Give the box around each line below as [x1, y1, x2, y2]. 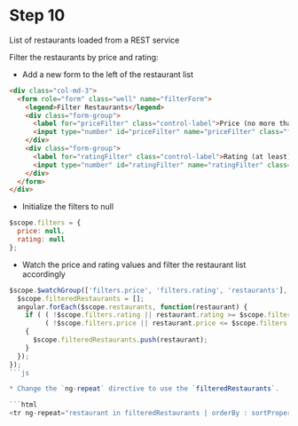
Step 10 [9, 5, 66, 26]
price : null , [17, 227, 66, 236]
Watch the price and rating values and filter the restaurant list [21, 259, 247, 270]
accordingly [21, 268, 67, 280]
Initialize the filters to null [21, 201, 114, 212]
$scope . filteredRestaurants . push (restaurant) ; [32, 335, 208, 344]
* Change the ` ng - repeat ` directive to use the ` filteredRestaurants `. [9, 384, 279, 393]
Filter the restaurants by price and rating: [9, 51, 159, 62]
